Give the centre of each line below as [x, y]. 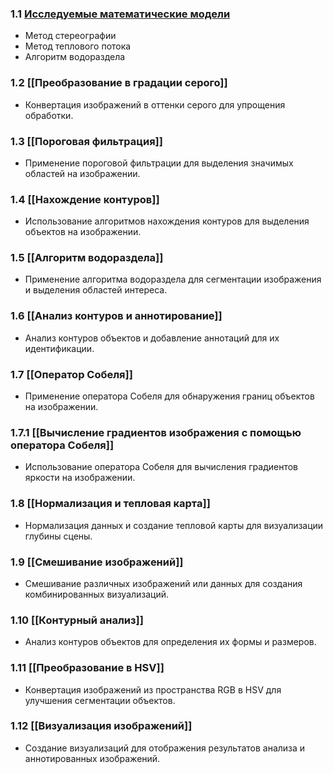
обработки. [49, 115]
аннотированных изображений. [92, 758]
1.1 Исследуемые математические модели [120, 14]
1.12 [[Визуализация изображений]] [101, 726]
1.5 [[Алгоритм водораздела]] [87, 258]
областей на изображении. [82, 173]
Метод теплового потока [78, 46]
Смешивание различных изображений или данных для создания [163, 583]
